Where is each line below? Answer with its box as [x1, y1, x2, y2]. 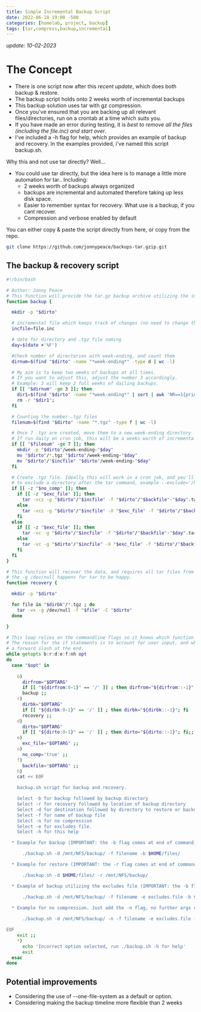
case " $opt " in [11, 662, 50, 668]
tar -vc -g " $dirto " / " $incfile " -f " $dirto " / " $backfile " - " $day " [22, 530, 186, 536]
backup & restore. [14, 89, 59, 97]
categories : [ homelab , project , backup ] [6, 20, 109, 26]
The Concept [6, 63, 72, 77]
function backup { [6, 298, 52, 305]
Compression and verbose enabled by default [23, 214, 137, 222]
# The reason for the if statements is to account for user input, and [6, 640, 188, 646]
